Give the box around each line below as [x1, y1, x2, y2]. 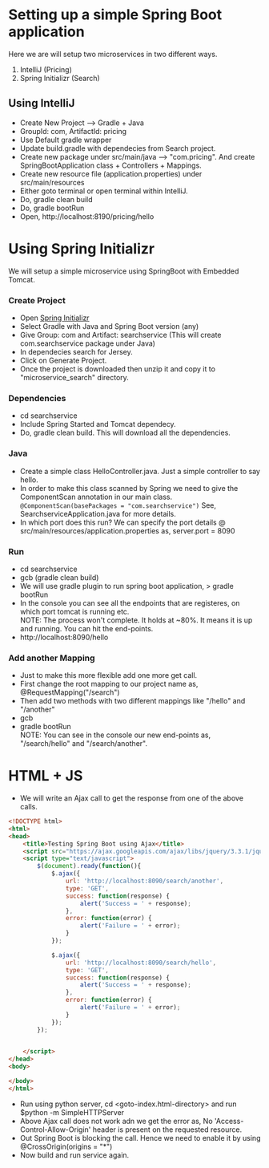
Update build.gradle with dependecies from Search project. [19, 143, 216, 153]
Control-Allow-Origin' [19, 1125, 91, 1134]
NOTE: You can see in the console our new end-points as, [19, 730, 211, 740]
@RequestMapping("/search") [19, 687, 120, 697]
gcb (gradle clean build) [19, 572, 99, 582]
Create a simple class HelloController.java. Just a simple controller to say [19, 466, 260, 476]
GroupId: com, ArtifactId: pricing [19, 126, 126, 136]
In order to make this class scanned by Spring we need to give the [19, 483, 239, 493]
